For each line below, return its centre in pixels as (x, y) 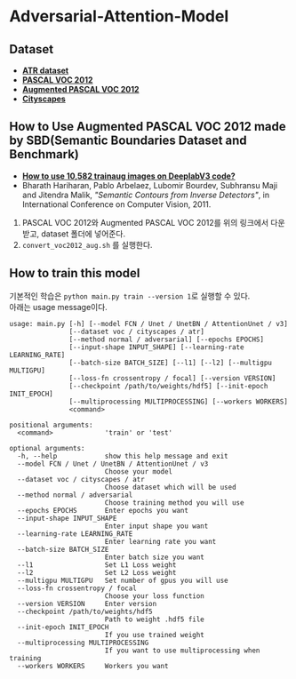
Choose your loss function (154, 596)
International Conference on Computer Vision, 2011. (116, 204)
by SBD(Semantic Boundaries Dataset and (128, 141)
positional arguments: (51, 425)
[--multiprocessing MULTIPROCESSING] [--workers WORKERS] (179, 402)
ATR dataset (45, 70)
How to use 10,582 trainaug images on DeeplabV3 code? (128, 176)
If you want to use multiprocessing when (182, 651)
